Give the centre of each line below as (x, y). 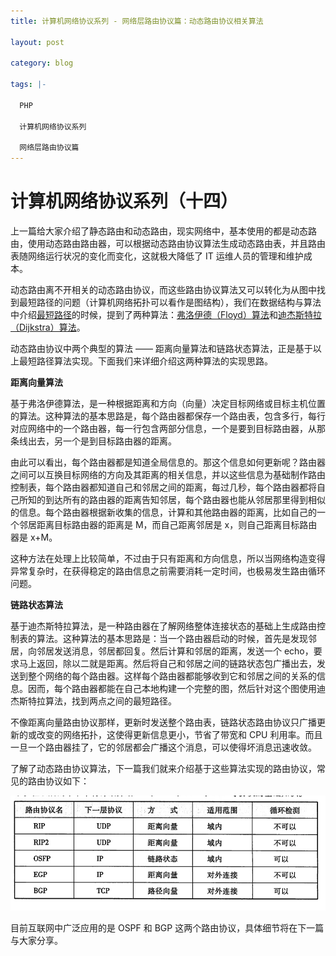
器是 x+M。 (34, 537)
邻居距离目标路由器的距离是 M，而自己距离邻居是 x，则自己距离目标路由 (168, 525)
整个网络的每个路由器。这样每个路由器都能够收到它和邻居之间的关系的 (172, 676)
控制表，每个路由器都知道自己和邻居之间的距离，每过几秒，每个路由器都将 (163, 487)
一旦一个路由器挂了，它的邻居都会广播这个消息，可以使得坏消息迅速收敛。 (163, 747)
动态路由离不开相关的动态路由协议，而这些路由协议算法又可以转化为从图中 (163, 290)
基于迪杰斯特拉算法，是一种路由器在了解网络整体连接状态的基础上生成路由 (163, 626)
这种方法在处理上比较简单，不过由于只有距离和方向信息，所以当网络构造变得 (168, 559)
